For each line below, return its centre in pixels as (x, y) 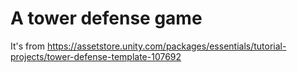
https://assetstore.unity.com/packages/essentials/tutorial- (166, 46)
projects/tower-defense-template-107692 (96, 56)
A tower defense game (106, 18)
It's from (27, 46)
